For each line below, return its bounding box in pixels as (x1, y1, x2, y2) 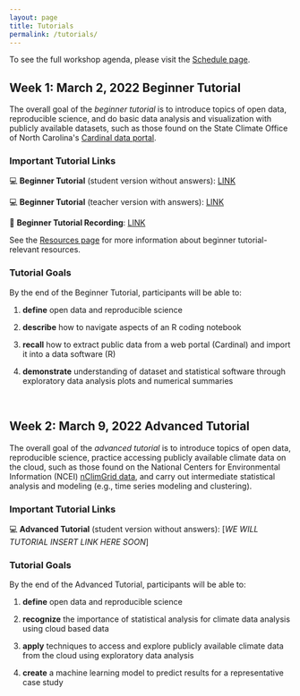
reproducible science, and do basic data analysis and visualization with (9, 114, 272, 124)
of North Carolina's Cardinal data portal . (9, 132, 157, 143)
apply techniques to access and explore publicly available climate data (21, 641, 284, 651)
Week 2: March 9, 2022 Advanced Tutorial (9, 419, 251, 434)
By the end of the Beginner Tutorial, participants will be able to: (9, 287, 242, 298)
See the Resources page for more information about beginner (9, 234, 236, 246)
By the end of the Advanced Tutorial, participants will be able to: (9, 579, 246, 590)
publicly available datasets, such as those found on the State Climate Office (9, 123, 288, 134)
